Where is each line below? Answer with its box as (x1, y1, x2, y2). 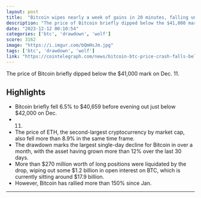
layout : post (6, 8, 39, 15)
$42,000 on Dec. (14, 109, 57, 117)
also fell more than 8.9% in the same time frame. (14, 135, 135, 142)
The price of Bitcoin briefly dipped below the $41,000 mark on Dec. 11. (6, 70, 179, 77)
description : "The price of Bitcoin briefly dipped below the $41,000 (6, 20, 186, 26)
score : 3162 (6, 37, 36, 43)
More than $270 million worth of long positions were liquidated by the (14, 160, 187, 168)
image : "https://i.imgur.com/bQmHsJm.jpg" (6, 43, 114, 49)
